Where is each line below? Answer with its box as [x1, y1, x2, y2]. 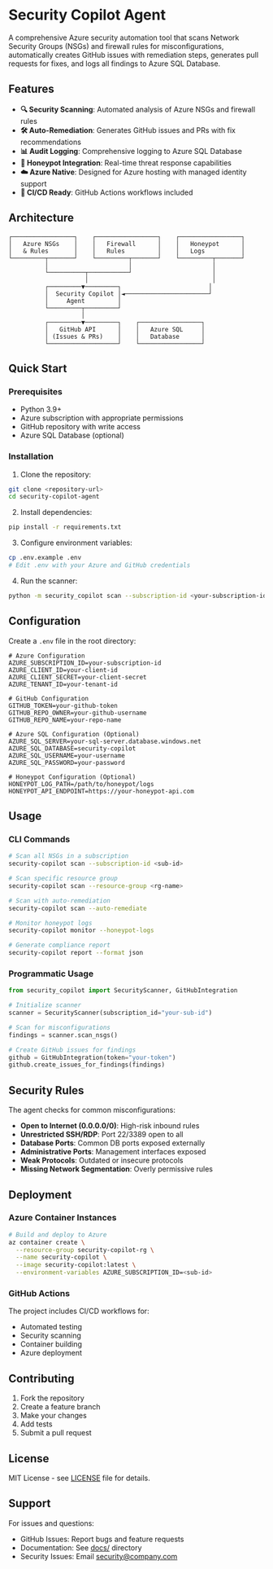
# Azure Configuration [8, 652, 85, 660]
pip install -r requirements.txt [8, 523, 122, 531]
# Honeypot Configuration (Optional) [8, 772, 136, 781]
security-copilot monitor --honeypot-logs [8, 926, 154, 934]
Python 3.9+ [19, 405, 63, 415]
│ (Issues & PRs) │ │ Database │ [44, 332, 206, 341]
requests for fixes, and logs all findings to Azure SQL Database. [8, 59, 221, 68]
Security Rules [8, 1083, 84, 1097]
